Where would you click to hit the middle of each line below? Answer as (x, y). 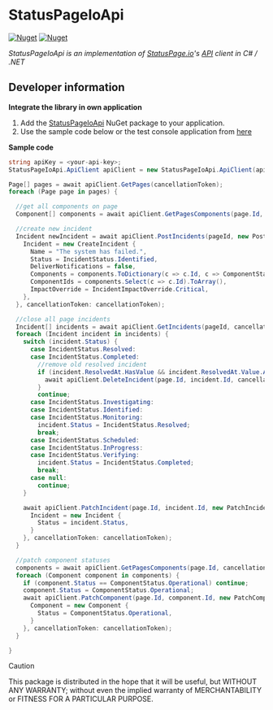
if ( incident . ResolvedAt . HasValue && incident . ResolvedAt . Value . (151, 372)
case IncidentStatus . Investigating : (92, 403)
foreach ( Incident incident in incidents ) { (92, 334)
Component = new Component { (79, 606)
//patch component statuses (63, 560)
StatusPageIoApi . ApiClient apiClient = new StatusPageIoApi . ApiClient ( (132, 170)
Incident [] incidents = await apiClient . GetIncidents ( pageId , (123, 327)
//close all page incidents (63, 319)
